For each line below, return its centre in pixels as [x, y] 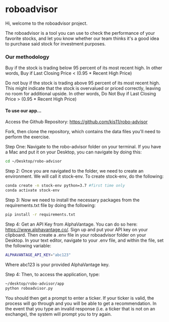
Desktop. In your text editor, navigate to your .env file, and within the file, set [84, 240]
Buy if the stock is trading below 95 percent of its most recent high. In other [84, 68]
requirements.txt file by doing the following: [50, 205]
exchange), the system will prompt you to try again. [59, 314]
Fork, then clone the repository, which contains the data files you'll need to [83, 132]
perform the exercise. [28, 137]
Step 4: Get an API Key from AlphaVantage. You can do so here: [71, 224]
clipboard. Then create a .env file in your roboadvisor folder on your [76, 235]
